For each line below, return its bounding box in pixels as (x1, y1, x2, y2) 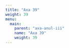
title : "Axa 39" (5, 7, 40, 12)
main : (10, 21, 22, 26)
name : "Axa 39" (14, 30, 47, 35)
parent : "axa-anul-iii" (14, 26, 65, 31)
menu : (5, 16, 17, 21)
